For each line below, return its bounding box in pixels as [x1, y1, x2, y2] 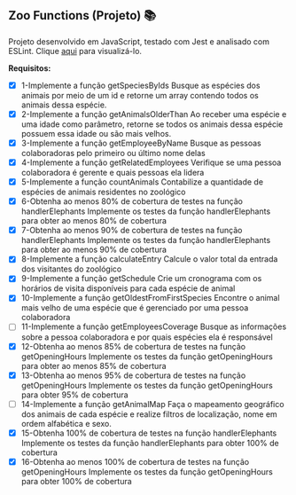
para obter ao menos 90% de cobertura [20, 244, 167, 255]
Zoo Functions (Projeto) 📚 [8, 8, 157, 23]
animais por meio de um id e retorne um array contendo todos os [20, 90, 259, 100]
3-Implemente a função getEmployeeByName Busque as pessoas [20, 137, 262, 148]
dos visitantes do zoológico [20, 263, 122, 274]
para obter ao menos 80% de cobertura [20, 216, 167, 226]
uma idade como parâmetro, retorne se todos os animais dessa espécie [20, 119, 284, 130]
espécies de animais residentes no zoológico [20, 186, 186, 198]
